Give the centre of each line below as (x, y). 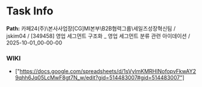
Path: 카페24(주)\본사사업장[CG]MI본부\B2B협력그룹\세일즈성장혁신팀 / (91, 28)
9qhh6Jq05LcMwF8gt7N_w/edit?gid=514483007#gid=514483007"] (100, 78)
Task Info (30, 11)
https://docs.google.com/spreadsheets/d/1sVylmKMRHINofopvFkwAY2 (108, 71)
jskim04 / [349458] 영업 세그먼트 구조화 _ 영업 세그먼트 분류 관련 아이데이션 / (98, 36)
